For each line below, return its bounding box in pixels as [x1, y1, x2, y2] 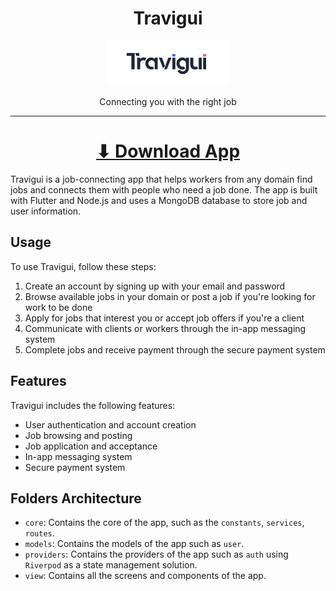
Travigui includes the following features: [10, 399, 176, 411]
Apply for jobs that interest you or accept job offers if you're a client [24, 312, 305, 324]
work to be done [24, 301, 93, 313]
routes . [24, 527, 55, 539]
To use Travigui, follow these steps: [10, 260, 157, 272]
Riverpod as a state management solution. [24, 559, 198, 571]
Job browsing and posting [24, 429, 133, 441]
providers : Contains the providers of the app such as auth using [24, 548, 289, 561]
